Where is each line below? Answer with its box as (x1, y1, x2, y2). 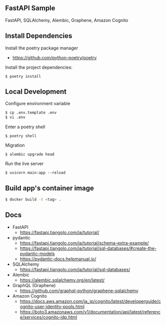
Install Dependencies (5, 32, 72, 40)
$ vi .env (5, 115, 26, 120)
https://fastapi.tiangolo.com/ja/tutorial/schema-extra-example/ (19, 240, 149, 246)
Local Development (5, 87, 67, 96)
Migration (5, 142, 25, 149)
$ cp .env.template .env (5, 110, 57, 115)
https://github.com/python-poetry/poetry (12, 54, 97, 60)
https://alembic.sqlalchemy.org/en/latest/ (19, 277, 105, 283)
